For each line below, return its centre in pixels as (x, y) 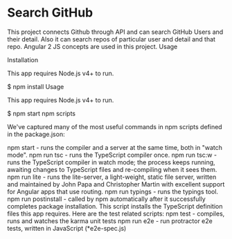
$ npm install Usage (36, 86)
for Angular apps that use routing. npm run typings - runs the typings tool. (113, 191)
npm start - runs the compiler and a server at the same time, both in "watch (115, 147)
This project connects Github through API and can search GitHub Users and (115, 32)
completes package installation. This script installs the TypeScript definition (115, 206)
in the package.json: (36, 134)
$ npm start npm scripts (42, 113)
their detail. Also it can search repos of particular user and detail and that (111, 39)
